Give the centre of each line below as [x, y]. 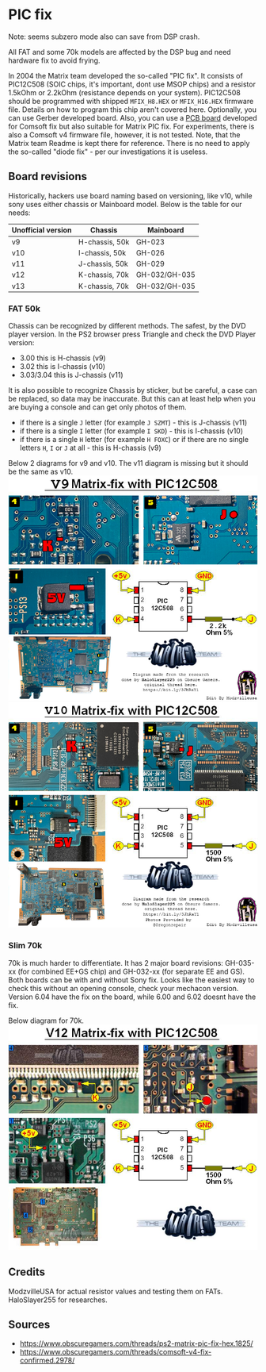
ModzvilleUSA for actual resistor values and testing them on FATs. [116, 1291]
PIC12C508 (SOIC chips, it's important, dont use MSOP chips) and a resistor [132, 84]
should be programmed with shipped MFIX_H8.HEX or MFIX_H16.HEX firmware [131, 101]
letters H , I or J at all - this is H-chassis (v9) [90, 448]
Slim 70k [25, 946]
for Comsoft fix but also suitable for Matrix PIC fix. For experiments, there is [131, 126]
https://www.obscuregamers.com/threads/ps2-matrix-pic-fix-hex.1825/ [136, 1343]
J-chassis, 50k [103, 264]
